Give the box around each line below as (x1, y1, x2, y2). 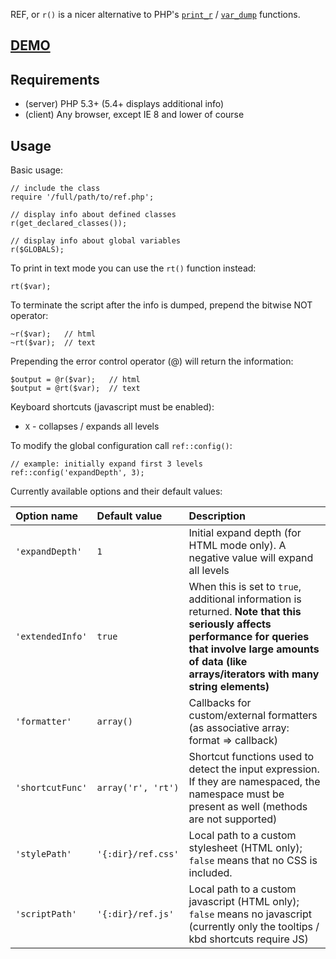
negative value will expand (188, 551, 314, 565)
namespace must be (188, 787, 285, 801)
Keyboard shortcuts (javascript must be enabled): (10, 401, 215, 413)
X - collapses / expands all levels (24, 420, 160, 433)
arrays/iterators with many (188, 667, 320, 681)
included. (188, 866, 233, 880)
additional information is (188, 592, 302, 606)
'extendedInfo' (15, 631, 88, 643)
